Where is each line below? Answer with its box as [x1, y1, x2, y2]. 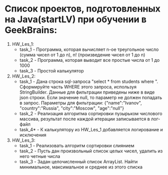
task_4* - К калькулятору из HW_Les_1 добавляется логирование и [19, 126, 163, 132]
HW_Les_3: [12, 137, 36, 143]
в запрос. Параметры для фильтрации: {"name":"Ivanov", [19, 100, 142, 106]
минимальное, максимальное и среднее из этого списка [19, 164, 143, 170]
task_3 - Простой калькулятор [19, 67, 84, 73]
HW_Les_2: [12, 73, 36, 79]
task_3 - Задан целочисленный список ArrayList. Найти [19, 158, 138, 164]
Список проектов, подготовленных [5, 3, 161, 15]
